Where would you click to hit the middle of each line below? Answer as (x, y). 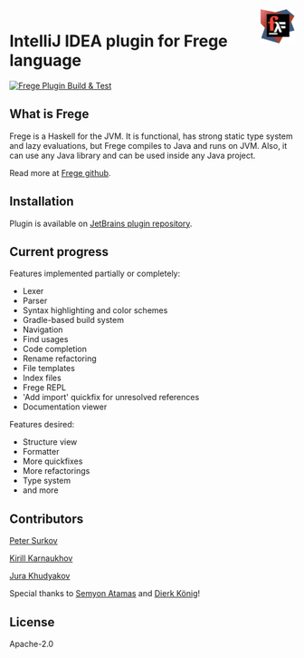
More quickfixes (52, 461)
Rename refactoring (59, 358)
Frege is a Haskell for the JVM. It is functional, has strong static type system (151, 136)
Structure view (50, 442)
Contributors (47, 519)
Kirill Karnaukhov (41, 558)
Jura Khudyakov (40, 576)
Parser (35, 301)
